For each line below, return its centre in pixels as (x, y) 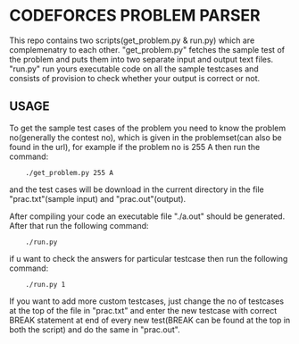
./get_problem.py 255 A (70, 172)
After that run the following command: (79, 225)
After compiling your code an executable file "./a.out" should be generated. (147, 216)
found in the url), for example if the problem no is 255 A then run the (135, 147)
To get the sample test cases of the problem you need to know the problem (148, 128)
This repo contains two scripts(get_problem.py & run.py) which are (132, 40)
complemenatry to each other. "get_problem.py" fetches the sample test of (147, 49)
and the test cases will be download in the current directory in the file (137, 189)
